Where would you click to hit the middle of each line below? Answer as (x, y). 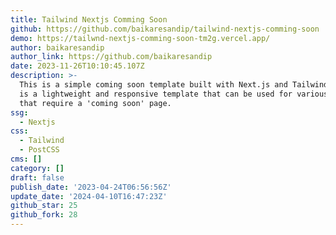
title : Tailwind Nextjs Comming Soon (89, 19)
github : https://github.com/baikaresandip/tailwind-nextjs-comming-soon (165, 29)
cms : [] (26, 159)
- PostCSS (39, 150)
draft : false (37, 177)
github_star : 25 (44, 206)
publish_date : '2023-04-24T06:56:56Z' (91, 187)
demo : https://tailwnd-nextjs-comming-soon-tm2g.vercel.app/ (140, 38)
